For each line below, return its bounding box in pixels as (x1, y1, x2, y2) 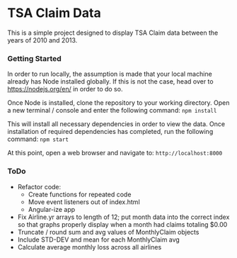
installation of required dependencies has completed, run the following (7, 128, 214, 136)
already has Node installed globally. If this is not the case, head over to (7, 77, 214, 86)
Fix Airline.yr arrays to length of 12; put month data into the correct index (17, 213, 230, 221)
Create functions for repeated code (28, 190, 132, 198)
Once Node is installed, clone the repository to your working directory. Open (7, 99, 230, 107)
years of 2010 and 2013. (7, 35, 78, 44)
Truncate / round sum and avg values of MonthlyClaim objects (17, 228, 200, 236)
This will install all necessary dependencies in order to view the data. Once (7, 120, 225, 128)
